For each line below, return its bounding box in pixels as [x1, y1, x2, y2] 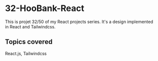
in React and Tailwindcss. [5, 24, 56, 29]
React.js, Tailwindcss [5, 50, 47, 56]
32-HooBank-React [5, 3, 85, 14]
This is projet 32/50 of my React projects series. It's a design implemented [5, 19, 154, 24]
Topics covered [5, 38, 53, 46]
